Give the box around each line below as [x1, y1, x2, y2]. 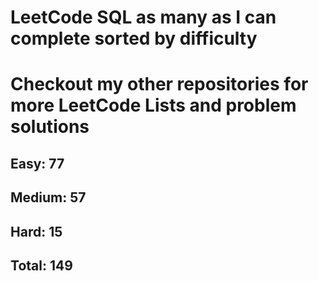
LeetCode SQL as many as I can [10, 6, 277, 29]
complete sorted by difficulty [10, 27, 258, 50]
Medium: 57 [10, 189, 87, 206]
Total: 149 [10, 257, 73, 274]
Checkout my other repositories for [10, 73, 309, 96]
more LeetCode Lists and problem [10, 94, 297, 117]
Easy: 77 [10, 155, 65, 172]
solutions [10, 116, 90, 138]
